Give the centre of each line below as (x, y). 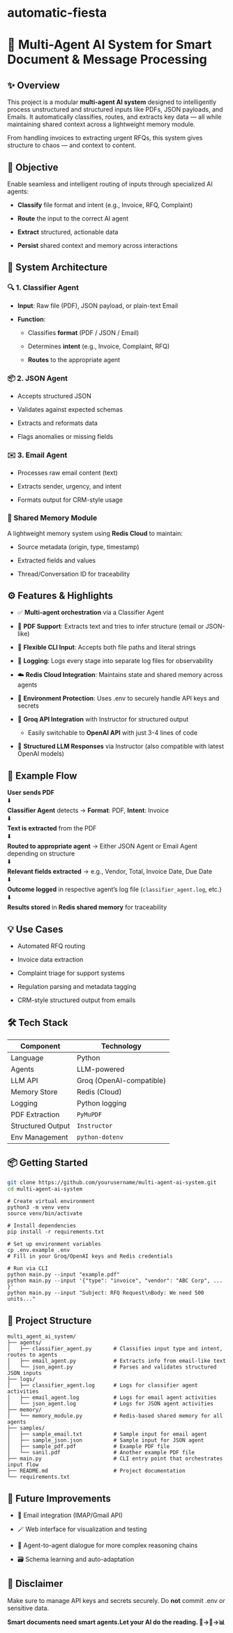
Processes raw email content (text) (68, 473)
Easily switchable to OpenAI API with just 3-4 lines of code (112, 733)
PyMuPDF (89, 1114)
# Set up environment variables (54, 1244)
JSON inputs (24, 1373)
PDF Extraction (35, 1114)
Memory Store (34, 1091)
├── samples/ (26, 1429)
